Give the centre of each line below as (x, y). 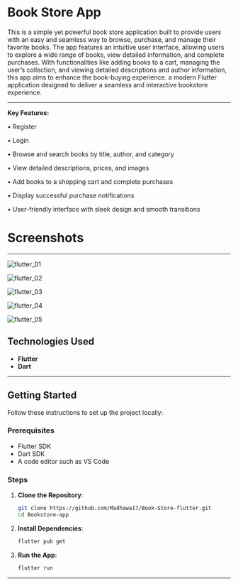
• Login (18, 140)
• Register (22, 126)
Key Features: (28, 113)
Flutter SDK (34, 446)
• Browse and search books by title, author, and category (91, 154)
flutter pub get (41, 541)
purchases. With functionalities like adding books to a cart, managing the (114, 62)
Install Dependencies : (50, 528)
